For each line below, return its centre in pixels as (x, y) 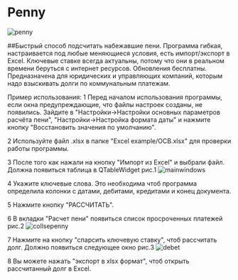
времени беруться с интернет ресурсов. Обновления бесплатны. (107, 68)
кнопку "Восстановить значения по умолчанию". (82, 127)
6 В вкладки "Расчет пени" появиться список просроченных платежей (115, 218)
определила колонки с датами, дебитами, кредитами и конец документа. (119, 191)
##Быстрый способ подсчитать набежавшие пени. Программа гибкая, (115, 45)
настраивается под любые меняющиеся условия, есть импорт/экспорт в (119, 53)
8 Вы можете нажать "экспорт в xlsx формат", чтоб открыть (98, 261)
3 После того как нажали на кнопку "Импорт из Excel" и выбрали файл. (116, 162)
